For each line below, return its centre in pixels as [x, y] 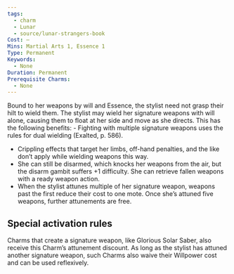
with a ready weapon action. [58, 179]
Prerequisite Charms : [39, 79]
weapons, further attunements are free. [74, 202]
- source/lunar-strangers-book [59, 33]
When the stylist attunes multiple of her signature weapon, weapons [116, 186]
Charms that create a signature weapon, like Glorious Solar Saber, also [110, 240]
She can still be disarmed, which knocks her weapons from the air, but [119, 164]
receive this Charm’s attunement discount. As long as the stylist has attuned [117, 248]
